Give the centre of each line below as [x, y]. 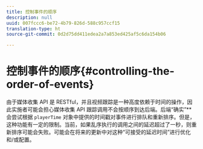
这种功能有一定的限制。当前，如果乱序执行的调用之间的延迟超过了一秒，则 [99, 125]
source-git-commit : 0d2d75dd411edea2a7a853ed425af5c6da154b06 [86, 34]
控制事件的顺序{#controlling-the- [91, 71]
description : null [29, 17]
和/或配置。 [21, 140]
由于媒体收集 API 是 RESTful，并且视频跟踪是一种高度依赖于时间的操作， [97, 102]
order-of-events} [50, 84]
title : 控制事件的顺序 [32, 12]
